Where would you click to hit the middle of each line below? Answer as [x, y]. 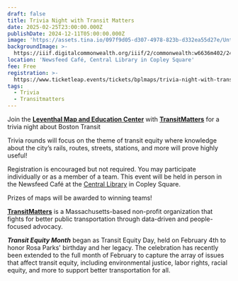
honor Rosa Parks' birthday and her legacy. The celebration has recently [113, 247]
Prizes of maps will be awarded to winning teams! [80, 198]
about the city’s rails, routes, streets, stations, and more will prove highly [113, 148]
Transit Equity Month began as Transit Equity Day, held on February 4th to [117, 240]
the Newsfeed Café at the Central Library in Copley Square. [94, 184]
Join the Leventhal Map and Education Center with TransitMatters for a [113, 119]
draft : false [27, 14]
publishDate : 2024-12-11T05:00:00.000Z [66, 34]
